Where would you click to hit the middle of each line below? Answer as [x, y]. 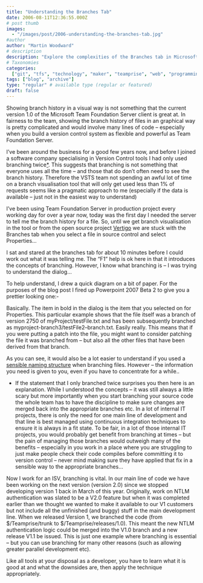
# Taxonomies [23, 62]
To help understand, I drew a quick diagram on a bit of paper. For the [92, 283]
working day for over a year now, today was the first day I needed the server [101, 215]
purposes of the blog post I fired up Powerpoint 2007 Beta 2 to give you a [98, 290]
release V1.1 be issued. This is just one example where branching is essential [101, 536]
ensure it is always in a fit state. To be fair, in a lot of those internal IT [100, 428]
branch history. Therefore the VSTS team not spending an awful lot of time [99, 177]
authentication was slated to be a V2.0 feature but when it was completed [98, 498]
